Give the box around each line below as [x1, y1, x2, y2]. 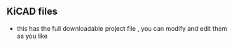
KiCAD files [6, 6, 57, 18]
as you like [16, 32, 48, 40]
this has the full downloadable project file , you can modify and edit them [16, 24, 228, 32]
